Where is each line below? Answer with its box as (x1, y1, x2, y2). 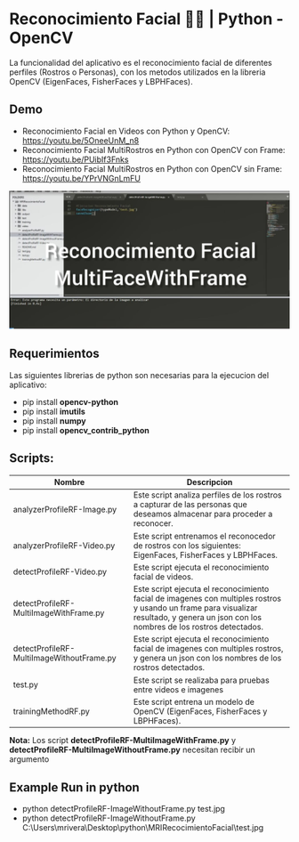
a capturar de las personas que (133, 499, 247, 510)
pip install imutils (21, 406, 86, 417)
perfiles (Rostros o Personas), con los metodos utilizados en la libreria (9, 67, 266, 77)
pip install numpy (21, 415, 86, 426)
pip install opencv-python (21, 396, 118, 407)
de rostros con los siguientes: (133, 539, 242, 551)
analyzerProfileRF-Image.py (12, 504, 117, 514)
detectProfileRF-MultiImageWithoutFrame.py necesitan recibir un (9, 744, 255, 756)
